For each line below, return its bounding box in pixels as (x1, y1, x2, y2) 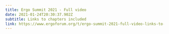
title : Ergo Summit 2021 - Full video (5, 7, 87, 12)
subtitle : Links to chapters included (5, 16, 87, 21)
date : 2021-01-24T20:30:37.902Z (5, 12, 73, 17)
